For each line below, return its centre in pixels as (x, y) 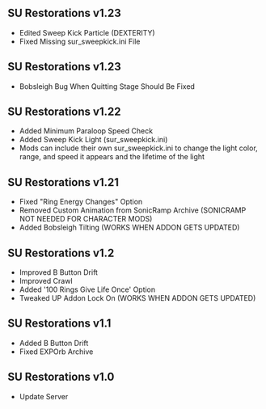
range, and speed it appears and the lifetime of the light (112, 157)
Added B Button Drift (54, 343)
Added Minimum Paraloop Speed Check (86, 131)
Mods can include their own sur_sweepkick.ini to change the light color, (138, 148)
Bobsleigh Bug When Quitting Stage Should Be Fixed (107, 86)
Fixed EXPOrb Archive (56, 352)
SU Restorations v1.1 (59, 324)
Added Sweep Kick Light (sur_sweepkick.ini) (93, 140)
